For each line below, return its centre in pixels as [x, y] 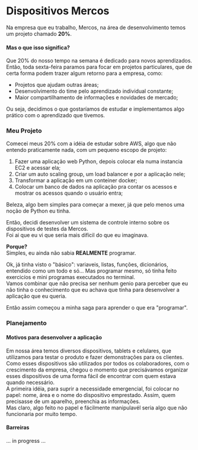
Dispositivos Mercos [58, 11]
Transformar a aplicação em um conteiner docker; [76, 180]
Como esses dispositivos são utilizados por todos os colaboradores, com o [98, 363]
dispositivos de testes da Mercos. [47, 229]
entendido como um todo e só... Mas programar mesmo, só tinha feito [91, 271]
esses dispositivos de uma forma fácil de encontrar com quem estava [91, 376]
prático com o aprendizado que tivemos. [56, 115]
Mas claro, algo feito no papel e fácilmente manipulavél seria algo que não [97, 407]
